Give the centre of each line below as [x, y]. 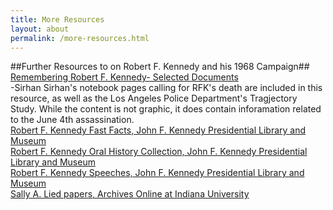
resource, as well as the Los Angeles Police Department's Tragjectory [154, 98]
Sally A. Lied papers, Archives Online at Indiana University [130, 194]
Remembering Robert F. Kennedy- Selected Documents [124, 77]
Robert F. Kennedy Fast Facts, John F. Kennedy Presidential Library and [158, 130]
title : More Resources [57, 19]
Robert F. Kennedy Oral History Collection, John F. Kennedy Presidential [159, 152]
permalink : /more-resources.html [80, 38]
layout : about [40, 29]
